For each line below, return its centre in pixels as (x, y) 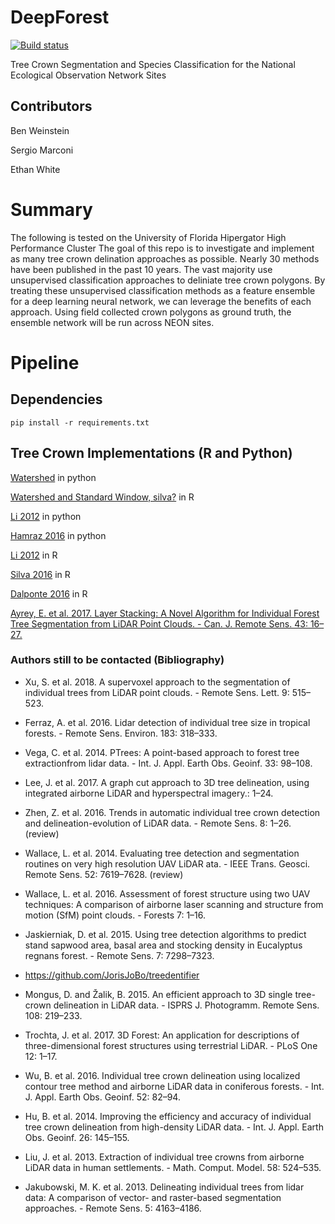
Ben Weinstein (40, 130)
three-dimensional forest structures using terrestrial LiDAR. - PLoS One (171, 1045)
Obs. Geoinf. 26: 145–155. (77, 1137)
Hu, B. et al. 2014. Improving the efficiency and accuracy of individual (168, 1116)
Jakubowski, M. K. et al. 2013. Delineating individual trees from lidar (164, 1187)
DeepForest (60, 17)
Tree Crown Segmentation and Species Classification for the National (153, 64)
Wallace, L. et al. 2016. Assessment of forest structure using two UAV (167, 893)
